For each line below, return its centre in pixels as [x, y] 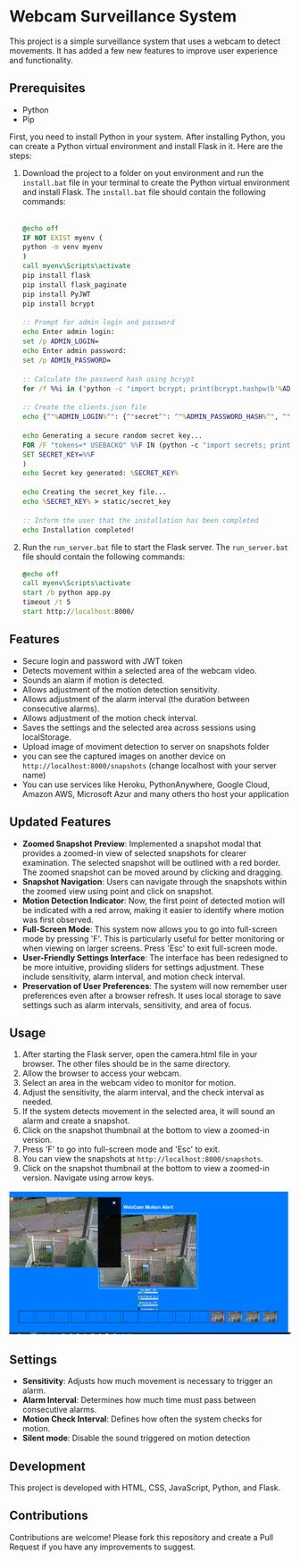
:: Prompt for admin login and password [98, 323]
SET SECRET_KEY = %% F [58, 454]
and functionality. [41, 60]
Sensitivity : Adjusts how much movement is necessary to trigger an [147, 1381]
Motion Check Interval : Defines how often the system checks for [142, 1419]
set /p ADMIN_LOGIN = [60, 341]
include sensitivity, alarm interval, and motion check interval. [133, 977]
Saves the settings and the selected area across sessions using [139, 727]
